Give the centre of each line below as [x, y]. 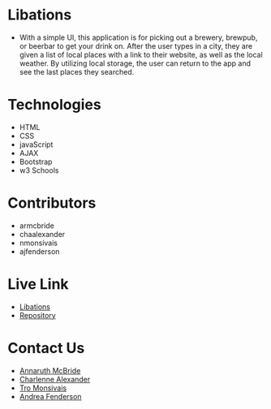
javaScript [36, 144]
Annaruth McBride [50, 370]
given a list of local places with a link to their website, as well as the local [141, 54]
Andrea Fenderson [50, 396]
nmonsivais [39, 243]
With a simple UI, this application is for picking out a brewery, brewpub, [138, 37]
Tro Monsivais [43, 388]
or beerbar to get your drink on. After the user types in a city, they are [136, 45]
